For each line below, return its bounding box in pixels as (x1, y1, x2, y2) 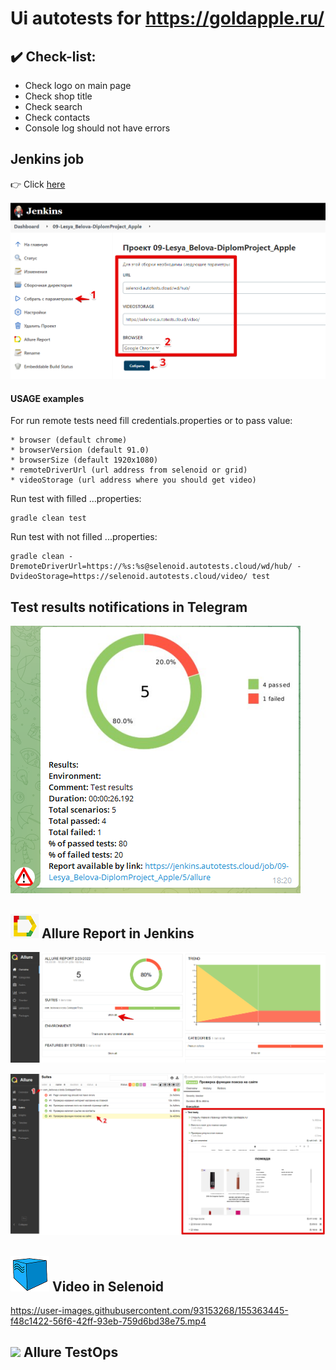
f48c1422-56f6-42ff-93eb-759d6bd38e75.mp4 (10, 1315, 207, 1327)
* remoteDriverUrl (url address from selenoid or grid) (10, 465, 248, 476)
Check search (24, 101, 83, 112)
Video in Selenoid (51, 1278, 165, 1295)
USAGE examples (10, 392, 85, 404)
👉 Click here (10, 178, 66, 190)
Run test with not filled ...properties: (10, 531, 158, 543)
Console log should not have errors (24, 122, 171, 134)
